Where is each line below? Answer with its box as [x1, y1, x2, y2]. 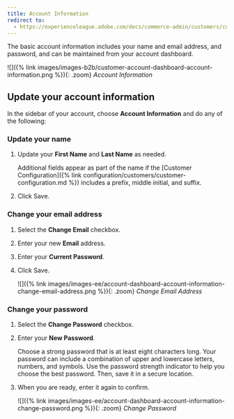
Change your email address [7, 209, 102, 219]
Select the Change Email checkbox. [17, 225, 120, 234]
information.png [7, 71, 54, 79]
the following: [7, 117, 47, 126]
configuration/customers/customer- [83, 171, 187, 179]
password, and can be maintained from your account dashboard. [7, 50, 194, 58]
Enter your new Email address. [17, 239, 106, 247]
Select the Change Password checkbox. [17, 321, 134, 329]
